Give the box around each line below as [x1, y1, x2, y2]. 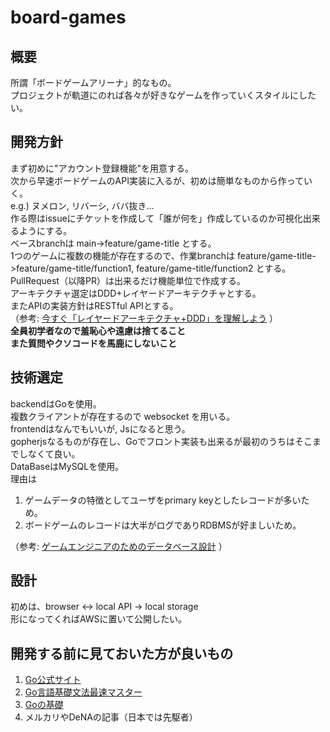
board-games [10, 6, 127, 29]
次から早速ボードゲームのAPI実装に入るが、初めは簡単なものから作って [10, 174, 304, 186]
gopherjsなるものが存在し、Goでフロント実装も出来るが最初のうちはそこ [10, 435, 313, 447]
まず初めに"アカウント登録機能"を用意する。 [10, 162, 195, 174]
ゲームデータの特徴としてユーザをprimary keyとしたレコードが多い [24, 494, 302, 506]
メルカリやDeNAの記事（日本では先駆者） [24, 711, 198, 723]
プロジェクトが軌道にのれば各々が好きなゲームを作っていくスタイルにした [10, 89, 317, 101]
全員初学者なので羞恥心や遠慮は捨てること [10, 324, 186, 336]
